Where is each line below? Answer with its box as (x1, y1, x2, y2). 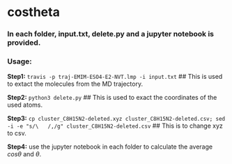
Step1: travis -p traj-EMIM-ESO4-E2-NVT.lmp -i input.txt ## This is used (7, 73, 223, 81)
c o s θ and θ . (7, 150, 42, 158)
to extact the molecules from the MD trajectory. (7, 80, 144, 88)
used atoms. (7, 100, 43, 109)
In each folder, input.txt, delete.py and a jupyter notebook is (7, 29, 215, 39)
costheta (7, 4, 61, 20)
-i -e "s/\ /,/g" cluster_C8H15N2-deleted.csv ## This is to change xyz (7, 121, 223, 130)
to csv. (7, 129, 26, 137)
